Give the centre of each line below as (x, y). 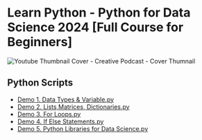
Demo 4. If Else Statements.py (60, 121)
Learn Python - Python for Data (99, 13)
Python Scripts (40, 83)
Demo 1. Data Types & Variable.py (66, 99)
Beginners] (40, 42)
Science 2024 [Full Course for (95, 27)
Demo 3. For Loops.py (49, 114)
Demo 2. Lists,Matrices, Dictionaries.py (73, 107)
